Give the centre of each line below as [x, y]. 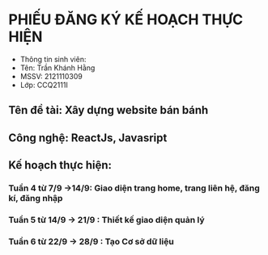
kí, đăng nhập [36, 199]
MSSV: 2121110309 [51, 76]
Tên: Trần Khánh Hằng [57, 68]
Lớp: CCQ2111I [44, 85]
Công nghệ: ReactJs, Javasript [88, 138]
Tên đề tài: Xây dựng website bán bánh [108, 110]
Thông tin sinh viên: [53, 59]
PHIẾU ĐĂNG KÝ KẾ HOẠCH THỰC [126, 20]
